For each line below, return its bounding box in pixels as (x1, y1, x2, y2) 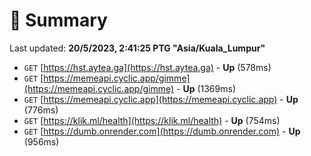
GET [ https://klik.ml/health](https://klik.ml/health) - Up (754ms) (23, 114, 281, 126)
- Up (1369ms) (176, 82, 236, 94)
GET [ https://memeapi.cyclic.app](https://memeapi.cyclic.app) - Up (23, 93, 299, 105)
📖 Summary (9, 9, 108, 32)
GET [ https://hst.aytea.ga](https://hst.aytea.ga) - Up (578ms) (23, 61, 272, 73)
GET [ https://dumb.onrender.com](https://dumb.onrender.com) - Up (23, 125, 301, 137)
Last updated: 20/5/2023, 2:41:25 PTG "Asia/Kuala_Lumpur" (9, 42, 266, 54)
